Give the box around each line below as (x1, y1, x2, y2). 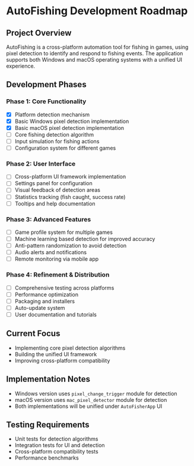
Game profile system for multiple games (14, 229, 113, 236)
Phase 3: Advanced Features (6, 215, 91, 223)
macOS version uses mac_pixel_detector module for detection (14, 396, 167, 403)
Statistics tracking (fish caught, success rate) (14, 193, 126, 200)
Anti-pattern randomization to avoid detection (14, 242, 127, 249)
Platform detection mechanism (14, 111, 90, 118)
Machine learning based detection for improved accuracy (14, 236, 155, 243)
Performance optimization (14, 291, 79, 298)
